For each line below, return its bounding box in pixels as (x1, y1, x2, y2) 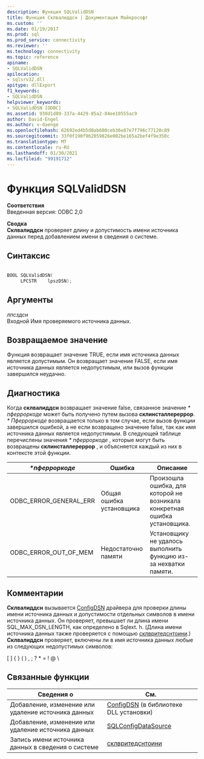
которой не (150, 489, 183, 498)
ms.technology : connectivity (7, 49, 81, 55)
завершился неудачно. (7, 370, 66, 378)
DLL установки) (107, 708, 153, 716)
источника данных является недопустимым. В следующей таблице (7, 430, 181, 437)
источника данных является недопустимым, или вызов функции (7, 364, 173, 371)
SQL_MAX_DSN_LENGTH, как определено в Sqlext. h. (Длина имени (7, 624, 182, 630)
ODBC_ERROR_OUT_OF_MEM (10, 548, 94, 557)
